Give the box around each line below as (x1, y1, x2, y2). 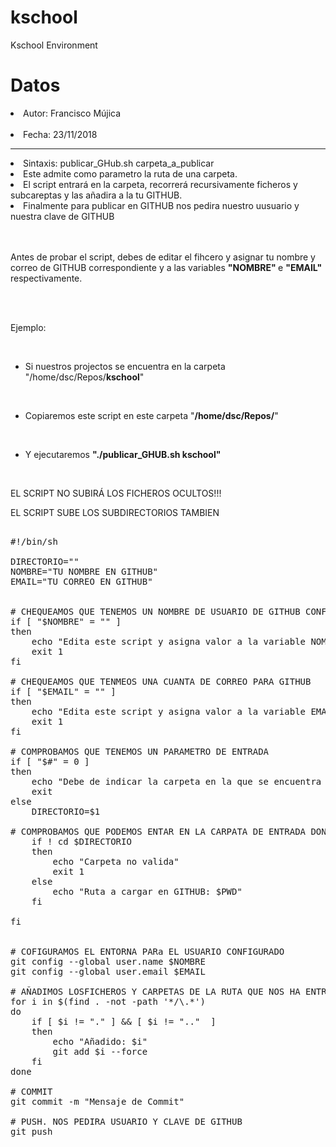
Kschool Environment (10, 39, 98, 51)
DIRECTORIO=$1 (31, 806, 101, 817)
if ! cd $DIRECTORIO (31, 836, 132, 847)
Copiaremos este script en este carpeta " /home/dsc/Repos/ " (24, 409, 279, 421)
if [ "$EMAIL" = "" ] (10, 686, 117, 697)
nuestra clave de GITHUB (10, 210, 115, 222)
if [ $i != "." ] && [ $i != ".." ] (31, 1016, 217, 1027)
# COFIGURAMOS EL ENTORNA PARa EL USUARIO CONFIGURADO (10, 946, 285, 957)
